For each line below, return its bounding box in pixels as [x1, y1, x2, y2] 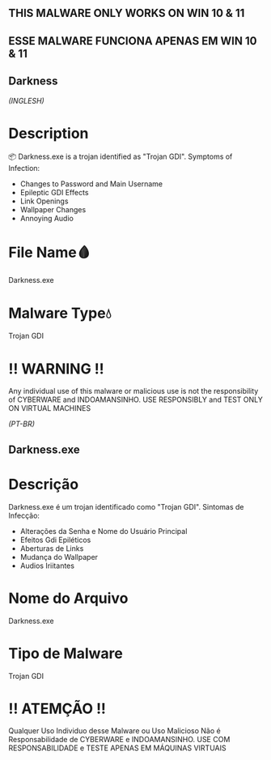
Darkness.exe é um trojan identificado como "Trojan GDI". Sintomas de [8, 502, 244, 511]
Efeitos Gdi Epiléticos [19, 535, 91, 544]
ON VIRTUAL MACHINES [8, 403, 91, 413]
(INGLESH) [8, 96, 44, 105]
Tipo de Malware [8, 644, 124, 663]
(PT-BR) [8, 419, 35, 429]
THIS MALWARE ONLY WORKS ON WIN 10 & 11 [8, 6, 245, 20]
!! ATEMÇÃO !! [8, 699, 107, 718]
